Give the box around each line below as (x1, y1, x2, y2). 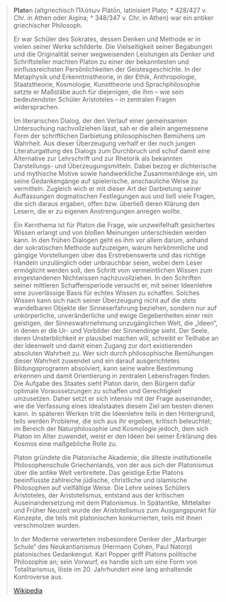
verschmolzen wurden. (13, 521, 81, 530)
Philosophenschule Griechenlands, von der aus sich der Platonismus (13, 461, 214, 469)
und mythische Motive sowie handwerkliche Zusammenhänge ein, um (13, 170, 217, 177)
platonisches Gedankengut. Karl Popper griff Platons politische (13, 550, 197, 558)
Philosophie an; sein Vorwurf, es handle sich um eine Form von (13, 557, 198, 566)
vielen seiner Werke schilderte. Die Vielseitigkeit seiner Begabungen (13, 43, 213, 50)
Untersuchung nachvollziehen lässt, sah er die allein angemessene (13, 124, 208, 132)
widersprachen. (13, 103, 60, 111)
